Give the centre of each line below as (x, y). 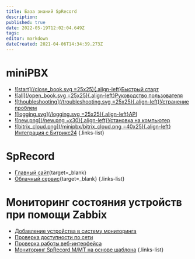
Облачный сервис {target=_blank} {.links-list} (69, 178)
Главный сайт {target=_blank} (50, 172)
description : (22, 17)
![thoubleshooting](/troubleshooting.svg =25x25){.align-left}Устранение (102, 101)
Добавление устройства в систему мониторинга (75, 231)
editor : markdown (27, 39)
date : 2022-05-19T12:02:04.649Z (45, 28)
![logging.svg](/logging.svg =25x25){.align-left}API (76, 114)
